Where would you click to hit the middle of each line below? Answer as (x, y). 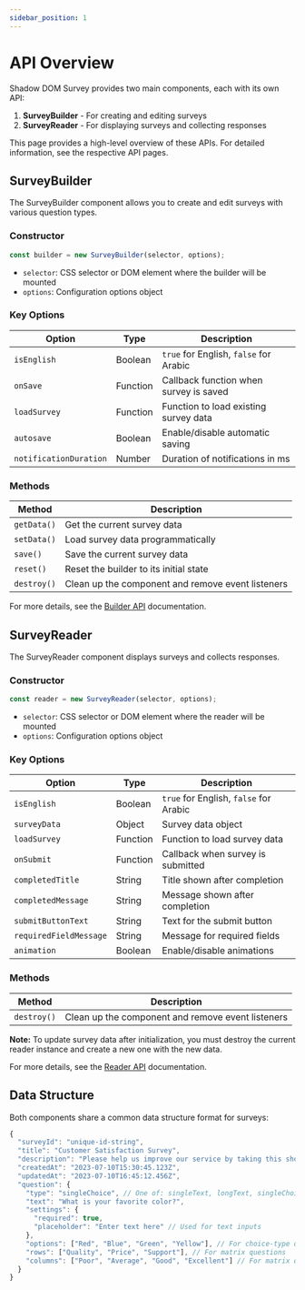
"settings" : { (52, 1210)
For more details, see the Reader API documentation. (108, 1066)
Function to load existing (214, 406)
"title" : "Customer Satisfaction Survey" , (99, 1151)
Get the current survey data (123, 525)
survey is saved (195, 391)
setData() (35, 539)
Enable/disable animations (218, 951)
